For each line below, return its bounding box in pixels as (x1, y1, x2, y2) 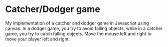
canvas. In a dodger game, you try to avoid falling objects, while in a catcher (5, 25, 163, 31)
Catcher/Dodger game (5, 3, 100, 15)
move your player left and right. (5, 36, 70, 42)
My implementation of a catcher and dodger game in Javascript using (5, 20, 149, 26)
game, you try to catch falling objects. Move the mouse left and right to (5, 30, 152, 36)
